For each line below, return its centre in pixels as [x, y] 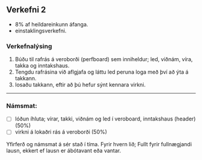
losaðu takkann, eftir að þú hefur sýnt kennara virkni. [80, 85]
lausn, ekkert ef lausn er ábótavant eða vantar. [64, 150]
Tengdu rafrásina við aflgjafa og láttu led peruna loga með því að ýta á [102, 72]
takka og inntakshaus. [42, 66]
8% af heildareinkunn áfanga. [51, 24]
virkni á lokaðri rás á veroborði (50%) [61, 132]
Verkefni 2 [26, 10]
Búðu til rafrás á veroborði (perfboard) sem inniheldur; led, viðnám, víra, [104, 59]
